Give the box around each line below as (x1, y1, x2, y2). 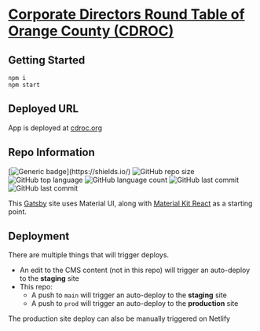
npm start (8, 81, 41, 89)
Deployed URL (8, 102, 79, 115)
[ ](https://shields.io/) (8, 166, 131, 176)
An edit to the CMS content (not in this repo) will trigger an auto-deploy (19, 265, 251, 275)
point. (8, 206, 27, 216)
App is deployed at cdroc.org (8, 123, 102, 133)
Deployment (8, 230, 70, 243)
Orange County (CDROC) (8, 22, 174, 40)
